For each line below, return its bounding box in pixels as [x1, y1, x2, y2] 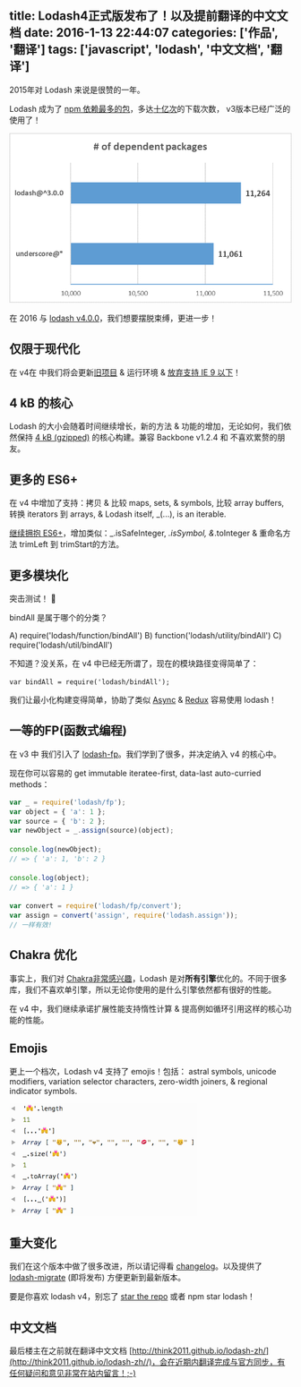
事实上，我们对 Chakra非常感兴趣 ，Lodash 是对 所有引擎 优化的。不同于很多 [9, 972, 288, 983]
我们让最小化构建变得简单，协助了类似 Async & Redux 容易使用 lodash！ [9, 694, 278, 705]
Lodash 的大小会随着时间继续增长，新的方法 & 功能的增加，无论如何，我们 [9, 421, 284, 432]
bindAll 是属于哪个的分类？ [9, 612, 108, 622]
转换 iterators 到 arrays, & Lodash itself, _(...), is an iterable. [9, 509, 227, 519]
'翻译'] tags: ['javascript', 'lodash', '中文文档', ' [9, 42, 271, 57]
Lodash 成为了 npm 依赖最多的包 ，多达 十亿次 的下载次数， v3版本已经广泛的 [9, 103, 291, 114]
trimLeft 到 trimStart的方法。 [19, 539, 125, 550]
